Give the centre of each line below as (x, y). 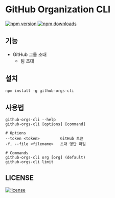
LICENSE (20, 178)
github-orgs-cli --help (31, 120)
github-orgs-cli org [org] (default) (45, 157)
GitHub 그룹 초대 (30, 54)
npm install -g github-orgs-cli (40, 91)
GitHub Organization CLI (58, 9)
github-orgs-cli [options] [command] (45, 124)
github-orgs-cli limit (29, 162)
